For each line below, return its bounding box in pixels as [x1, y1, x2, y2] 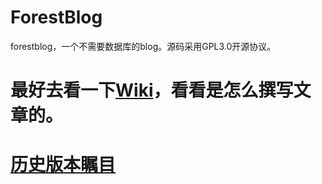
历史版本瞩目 [10, 154, 117, 176]
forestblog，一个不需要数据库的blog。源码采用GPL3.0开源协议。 [10, 40, 277, 52]
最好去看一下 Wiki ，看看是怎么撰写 [10, 79, 294, 102]
